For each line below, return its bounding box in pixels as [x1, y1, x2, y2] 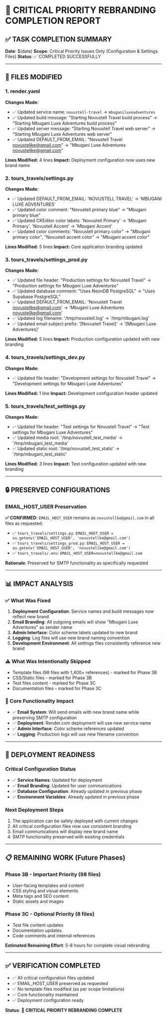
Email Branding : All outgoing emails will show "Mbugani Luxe [12, 619, 138, 625]
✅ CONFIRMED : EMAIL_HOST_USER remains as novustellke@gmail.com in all [5, 514, 155, 520]
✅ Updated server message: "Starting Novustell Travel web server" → [12, 125, 156, 131]
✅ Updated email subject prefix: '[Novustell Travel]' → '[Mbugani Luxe [12, 321, 157, 327]
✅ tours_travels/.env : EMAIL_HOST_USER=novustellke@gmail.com [12, 550, 143, 556]
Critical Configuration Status [5, 765, 76, 772]
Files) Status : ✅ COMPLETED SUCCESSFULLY [5, 53, 101, 59]
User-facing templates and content [12, 882, 84, 888]
